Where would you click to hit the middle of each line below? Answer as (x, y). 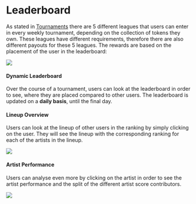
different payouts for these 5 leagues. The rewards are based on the (89, 45)
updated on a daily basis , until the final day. (59, 101)
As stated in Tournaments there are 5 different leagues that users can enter (97, 26)
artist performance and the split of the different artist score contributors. (94, 184)
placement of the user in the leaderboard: (57, 51)
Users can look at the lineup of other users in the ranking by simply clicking (98, 128)
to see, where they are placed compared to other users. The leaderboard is (97, 95)
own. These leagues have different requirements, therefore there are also (95, 39)
